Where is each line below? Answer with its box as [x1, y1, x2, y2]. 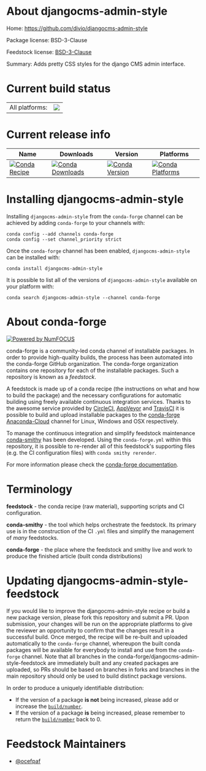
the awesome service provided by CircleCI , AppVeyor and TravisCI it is [6, 404, 185, 412]
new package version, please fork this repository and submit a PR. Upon [6, 613, 189, 621]
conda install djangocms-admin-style [6, 265, 103, 272]
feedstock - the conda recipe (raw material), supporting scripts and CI [6, 503, 185, 510]
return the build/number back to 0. [15, 715, 102, 723]
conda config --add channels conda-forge [6, 231, 114, 237]
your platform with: [6, 283, 55, 290]
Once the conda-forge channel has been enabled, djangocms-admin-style [6, 247, 190, 254]
